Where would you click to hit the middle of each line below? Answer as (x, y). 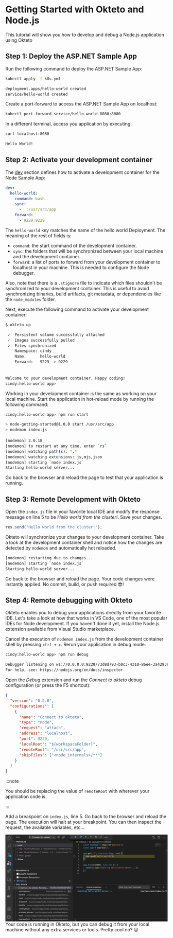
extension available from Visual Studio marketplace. (60, 629)
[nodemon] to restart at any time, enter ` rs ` (56, 446)
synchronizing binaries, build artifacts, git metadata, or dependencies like (83, 294)
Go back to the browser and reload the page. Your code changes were (80, 579)
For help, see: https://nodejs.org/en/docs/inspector (64, 670)
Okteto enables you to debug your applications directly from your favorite (83, 613)
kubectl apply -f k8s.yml (33, 79)
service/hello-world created (37, 94)
